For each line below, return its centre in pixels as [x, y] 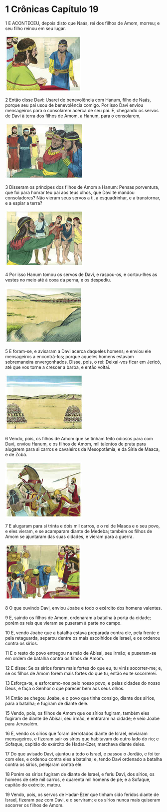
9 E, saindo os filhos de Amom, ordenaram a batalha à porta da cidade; [78, 618]
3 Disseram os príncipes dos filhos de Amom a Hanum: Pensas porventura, [82, 187]
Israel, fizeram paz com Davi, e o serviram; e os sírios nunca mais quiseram [83, 799]
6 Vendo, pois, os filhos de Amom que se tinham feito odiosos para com [79, 438]
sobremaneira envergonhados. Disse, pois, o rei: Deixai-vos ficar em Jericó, [83, 362]
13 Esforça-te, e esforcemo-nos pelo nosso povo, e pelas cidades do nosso [83, 683]
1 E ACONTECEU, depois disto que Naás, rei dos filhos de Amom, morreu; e [83, 23]
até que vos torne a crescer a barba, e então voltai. [58, 367]
